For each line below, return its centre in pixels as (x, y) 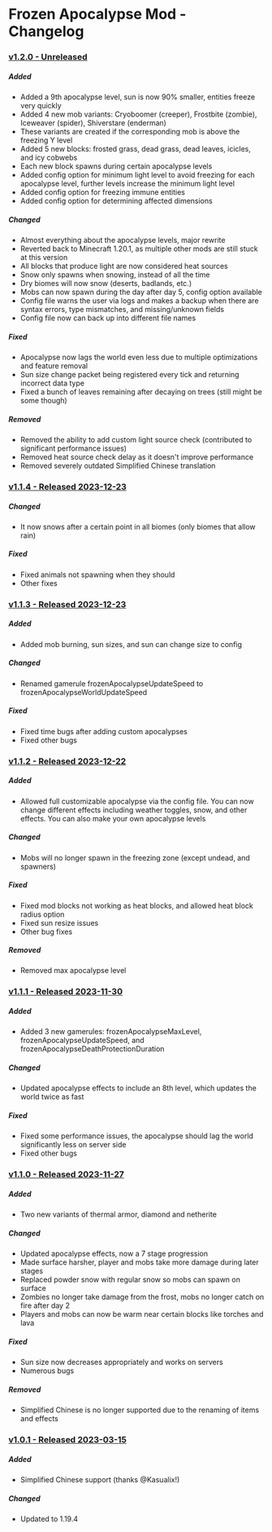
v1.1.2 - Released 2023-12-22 (67, 761)
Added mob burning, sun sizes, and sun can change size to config (131, 644)
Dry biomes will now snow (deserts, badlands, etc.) (106, 284)
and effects (39, 1419)
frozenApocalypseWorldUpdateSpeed (84, 692)
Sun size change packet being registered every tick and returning (130, 375)
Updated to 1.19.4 (49, 1519)
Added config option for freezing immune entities (102, 192)
